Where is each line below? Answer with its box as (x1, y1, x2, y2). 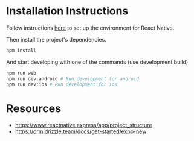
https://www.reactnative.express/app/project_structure (15, 122, 152, 129)
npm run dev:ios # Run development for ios (6, 81, 118, 87)
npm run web (6, 70, 36, 76)
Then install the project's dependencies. (6, 36, 107, 43)
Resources (6, 101, 62, 115)
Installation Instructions (6, 4, 129, 18)
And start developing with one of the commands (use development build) (6, 58, 189, 66)
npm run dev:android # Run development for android (6, 75, 139, 82)
